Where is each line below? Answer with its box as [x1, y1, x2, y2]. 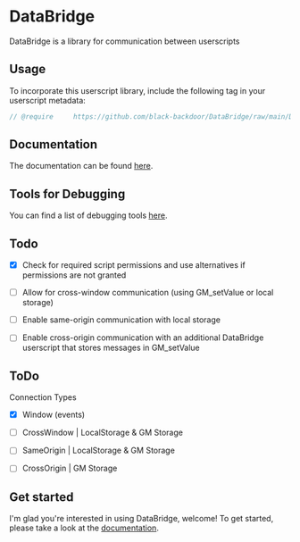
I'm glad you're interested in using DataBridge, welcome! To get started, [9, 513, 274, 524]
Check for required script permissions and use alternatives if [21, 260, 246, 271]
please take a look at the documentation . [9, 522, 159, 533]
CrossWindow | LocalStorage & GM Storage [21, 427, 183, 438]
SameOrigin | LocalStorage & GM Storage [21, 445, 176, 456]
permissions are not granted [21, 270, 127, 280]
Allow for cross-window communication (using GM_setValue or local [21, 288, 274, 298]
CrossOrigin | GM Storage [21, 463, 118, 474]
